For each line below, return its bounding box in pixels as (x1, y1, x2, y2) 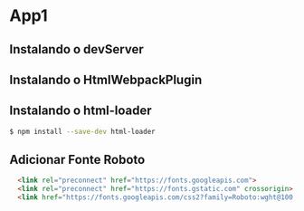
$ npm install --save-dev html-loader (9, 127, 156, 136)
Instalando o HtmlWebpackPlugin (9, 72, 203, 87)
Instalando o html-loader (9, 103, 152, 119)
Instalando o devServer (9, 42, 144, 57)
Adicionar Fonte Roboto (9, 152, 146, 168)
